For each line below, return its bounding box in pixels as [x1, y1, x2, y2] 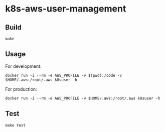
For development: [5, 63, 42, 69]
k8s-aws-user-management [5, 3, 126, 15]
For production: [5, 86, 37, 92]
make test [5, 122, 26, 128]
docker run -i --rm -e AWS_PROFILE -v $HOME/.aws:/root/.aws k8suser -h [5, 96, 160, 101]
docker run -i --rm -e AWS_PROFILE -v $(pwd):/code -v [5, 73, 122, 78]
